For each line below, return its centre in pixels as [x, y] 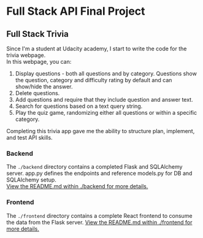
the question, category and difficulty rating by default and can [94, 80]
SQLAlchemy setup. [31, 180]
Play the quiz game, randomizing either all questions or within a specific [106, 113]
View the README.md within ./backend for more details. [77, 186]
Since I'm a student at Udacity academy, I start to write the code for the [97, 48]
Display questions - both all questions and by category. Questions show [106, 74]
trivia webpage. [26, 55]
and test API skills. [30, 137]
